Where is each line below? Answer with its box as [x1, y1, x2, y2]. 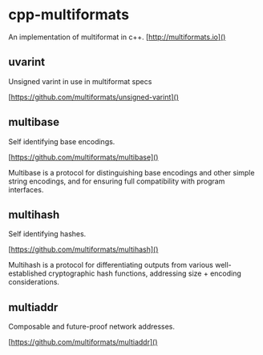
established [8, 268, 47, 278]
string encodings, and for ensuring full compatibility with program [8, 176, 225, 186]
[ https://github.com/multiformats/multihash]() [8, 244, 159, 254]
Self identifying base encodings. [8, 136, 115, 146]
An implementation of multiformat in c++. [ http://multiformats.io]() [8, 32, 226, 42]
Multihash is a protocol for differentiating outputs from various [8, 260, 214, 270]
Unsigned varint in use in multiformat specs [8, 76, 152, 86]
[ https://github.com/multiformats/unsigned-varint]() [8, 92, 179, 102]
